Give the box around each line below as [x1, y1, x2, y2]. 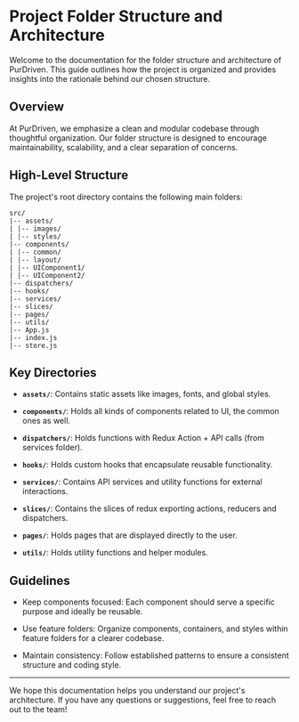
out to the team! [9, 704, 68, 715]
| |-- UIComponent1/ [9, 263, 86, 272]
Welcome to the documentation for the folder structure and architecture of [9, 54, 282, 65]
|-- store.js [9, 341, 58, 350]
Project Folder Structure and [9, 6, 223, 27]
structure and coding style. [21, 660, 122, 670]
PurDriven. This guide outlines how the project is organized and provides [9, 64, 277, 75]
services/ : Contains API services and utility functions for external [21, 476, 263, 487]
